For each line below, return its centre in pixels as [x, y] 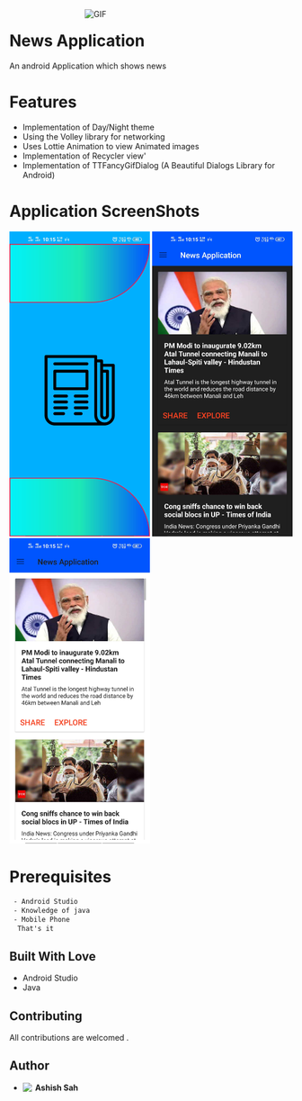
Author [29, 1066]
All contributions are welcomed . [69, 1038]
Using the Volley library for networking [93, 136]
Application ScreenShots [105, 212]
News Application [77, 41]
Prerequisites [61, 876]
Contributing [46, 1016]
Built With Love [53, 957]
